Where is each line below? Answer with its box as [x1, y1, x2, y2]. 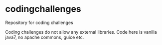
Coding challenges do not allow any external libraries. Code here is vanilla [5, 29, 157, 35]
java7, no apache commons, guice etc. [5, 34, 84, 40]
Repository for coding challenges [5, 20, 73, 25]
